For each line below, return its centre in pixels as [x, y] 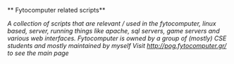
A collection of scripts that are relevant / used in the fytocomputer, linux [112, 23]
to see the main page [38, 53]
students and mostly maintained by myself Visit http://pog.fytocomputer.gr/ [117, 46]
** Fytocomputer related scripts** [56, 10]
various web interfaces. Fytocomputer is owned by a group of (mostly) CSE [117, 38]
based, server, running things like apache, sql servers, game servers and [113, 31]
